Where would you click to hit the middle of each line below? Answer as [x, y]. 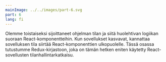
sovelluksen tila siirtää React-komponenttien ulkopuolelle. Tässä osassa [80, 44]
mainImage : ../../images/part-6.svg [44, 10]
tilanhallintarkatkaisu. [52, 55]
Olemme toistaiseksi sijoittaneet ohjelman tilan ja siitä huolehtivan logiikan [82, 34]
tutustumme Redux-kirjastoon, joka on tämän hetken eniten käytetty [76, 50]
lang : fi [14, 19]
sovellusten [17, 55]
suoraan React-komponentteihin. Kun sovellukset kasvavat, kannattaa [78, 39]
